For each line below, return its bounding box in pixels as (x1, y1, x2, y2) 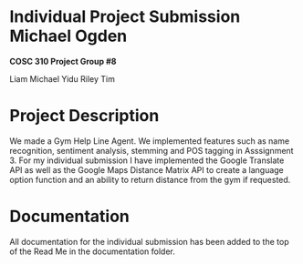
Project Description (9, 106, 160, 127)
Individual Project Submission (9, 6, 241, 27)
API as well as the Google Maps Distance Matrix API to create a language (9, 164, 285, 175)
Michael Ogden (9, 25, 128, 46)
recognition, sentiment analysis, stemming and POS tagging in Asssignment (9, 145, 294, 156)
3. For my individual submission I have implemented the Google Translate (9, 155, 285, 166)
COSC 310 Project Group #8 (9, 56, 117, 66)
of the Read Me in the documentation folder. (9, 246, 175, 257)
